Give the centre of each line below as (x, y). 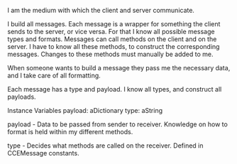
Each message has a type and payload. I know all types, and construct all (115, 89)
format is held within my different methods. (70, 132)
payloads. (22, 97)
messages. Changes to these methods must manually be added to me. (110, 54)
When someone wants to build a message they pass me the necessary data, (119, 68)
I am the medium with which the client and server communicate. (101, 10)
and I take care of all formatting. (54, 75)
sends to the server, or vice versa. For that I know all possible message (111, 32)
